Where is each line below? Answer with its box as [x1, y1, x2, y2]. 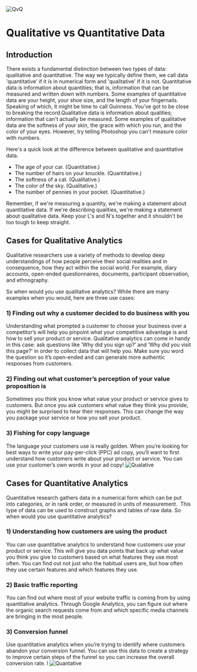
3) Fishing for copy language [6, 429, 90, 437]
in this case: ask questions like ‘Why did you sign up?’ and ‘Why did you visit [6, 341, 191, 348]
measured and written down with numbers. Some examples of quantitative [6, 90, 186, 97]
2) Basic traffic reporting [6, 581, 78, 589]
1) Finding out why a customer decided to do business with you [6, 309, 190, 317]
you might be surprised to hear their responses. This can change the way [6, 408, 184, 415]
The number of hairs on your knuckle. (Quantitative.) [14, 170, 142, 176]
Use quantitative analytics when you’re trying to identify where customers [6, 641, 185, 648]
